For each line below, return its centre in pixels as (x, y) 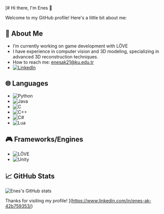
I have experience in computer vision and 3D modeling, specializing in (86, 51)
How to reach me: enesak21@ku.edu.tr (53, 62)
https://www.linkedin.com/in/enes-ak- (111, 201)
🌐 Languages (27, 84)
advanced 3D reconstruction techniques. (55, 56)
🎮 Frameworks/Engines (44, 140)
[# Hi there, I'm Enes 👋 (29, 8)
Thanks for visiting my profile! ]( (39, 201)
